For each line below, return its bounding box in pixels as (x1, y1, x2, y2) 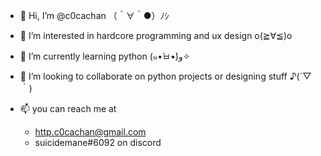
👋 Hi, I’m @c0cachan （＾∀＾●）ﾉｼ (19, 10, 170, 21)
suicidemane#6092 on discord (34, 137, 162, 148)
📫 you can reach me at (19, 103, 117, 114)
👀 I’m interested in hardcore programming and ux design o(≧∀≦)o (19, 30, 293, 41)
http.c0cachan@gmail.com (34, 126, 147, 138)
